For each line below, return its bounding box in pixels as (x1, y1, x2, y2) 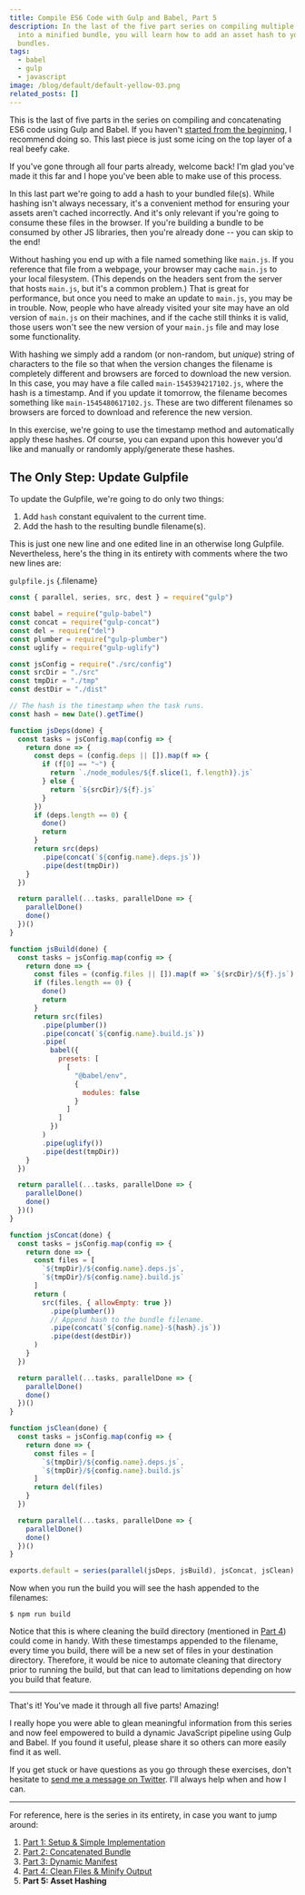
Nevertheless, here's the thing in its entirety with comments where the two (9, 548, 289, 559)
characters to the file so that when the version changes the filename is (9, 358, 273, 369)
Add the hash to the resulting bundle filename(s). (22, 521, 206, 532)
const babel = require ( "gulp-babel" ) (9, 609, 152, 618)
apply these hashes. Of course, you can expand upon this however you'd (9, 433, 283, 445)
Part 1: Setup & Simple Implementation (22, 1837, 166, 1848)
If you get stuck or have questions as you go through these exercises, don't (9, 1764, 292, 1775)
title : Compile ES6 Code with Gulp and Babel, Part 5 (9, 13, 218, 23)
